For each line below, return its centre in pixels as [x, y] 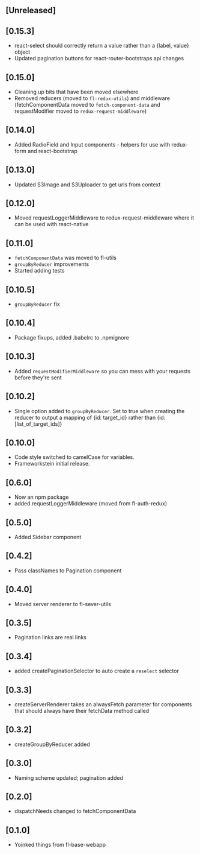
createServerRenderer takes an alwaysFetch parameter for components [103, 704]
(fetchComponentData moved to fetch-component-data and [87, 105]
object [22, 52]
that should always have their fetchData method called [82, 711]
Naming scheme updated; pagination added [69, 777]
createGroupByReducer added [52, 744]
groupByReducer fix [37, 304]
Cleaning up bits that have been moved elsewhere [76, 92]
